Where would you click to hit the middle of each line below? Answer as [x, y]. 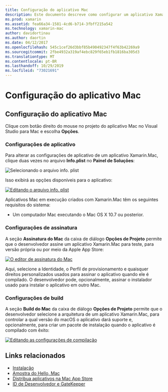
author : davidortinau [28, 33]
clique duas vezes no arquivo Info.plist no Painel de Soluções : [70, 161]
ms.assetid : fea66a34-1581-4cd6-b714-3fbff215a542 [59, 24]
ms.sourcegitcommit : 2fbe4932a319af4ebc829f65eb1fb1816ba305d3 [72, 52]
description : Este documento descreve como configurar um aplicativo [79, 15]
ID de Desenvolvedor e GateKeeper [49, 384]
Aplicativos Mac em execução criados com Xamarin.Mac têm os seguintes [82, 200]
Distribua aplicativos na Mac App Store [52, 378]
